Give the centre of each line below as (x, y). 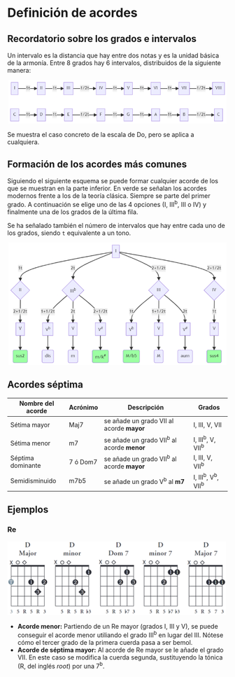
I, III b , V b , (206, 477)
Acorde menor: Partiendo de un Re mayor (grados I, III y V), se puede (117, 627)
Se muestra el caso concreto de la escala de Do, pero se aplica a (101, 135)
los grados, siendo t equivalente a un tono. (69, 233)
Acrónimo (84, 407)
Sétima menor (30, 443)
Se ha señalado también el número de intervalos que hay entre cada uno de (116, 225)
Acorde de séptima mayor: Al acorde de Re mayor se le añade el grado (120, 650)
